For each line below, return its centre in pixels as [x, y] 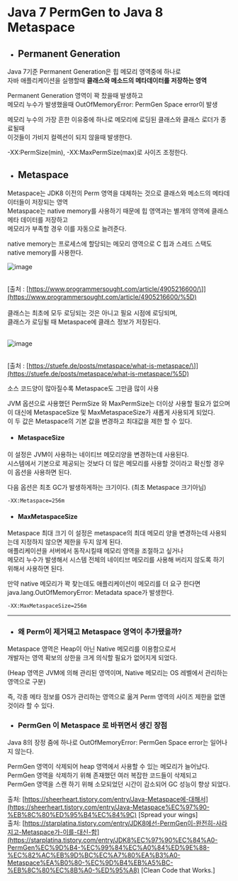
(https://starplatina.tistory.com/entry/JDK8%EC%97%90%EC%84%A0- [113, 840]
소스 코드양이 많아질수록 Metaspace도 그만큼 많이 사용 [83, 388]
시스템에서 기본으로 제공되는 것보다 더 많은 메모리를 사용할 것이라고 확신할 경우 [116, 464]
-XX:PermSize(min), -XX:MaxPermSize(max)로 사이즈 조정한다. [98, 152]
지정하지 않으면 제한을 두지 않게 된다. [71, 542]
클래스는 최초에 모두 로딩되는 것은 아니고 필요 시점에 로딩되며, [92, 312]
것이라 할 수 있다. [31, 705]
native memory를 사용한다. [45, 252]
